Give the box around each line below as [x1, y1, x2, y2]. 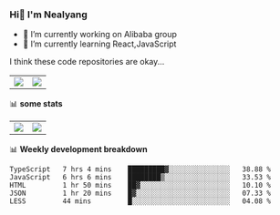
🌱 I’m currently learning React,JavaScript [22, 38, 177, 49]
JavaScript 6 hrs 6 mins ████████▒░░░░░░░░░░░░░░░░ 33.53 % [9, 173, 272, 182]
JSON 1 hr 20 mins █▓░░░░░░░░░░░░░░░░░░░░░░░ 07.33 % [9, 189, 272, 199]
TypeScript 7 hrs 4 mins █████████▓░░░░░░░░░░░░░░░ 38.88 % [9, 165, 272, 174]
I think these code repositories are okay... [9, 56, 165, 67]
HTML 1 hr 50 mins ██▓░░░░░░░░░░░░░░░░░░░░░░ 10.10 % [9, 181, 272, 190]
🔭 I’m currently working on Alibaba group [22, 29, 178, 40]
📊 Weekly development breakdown [9, 144, 148, 155]
